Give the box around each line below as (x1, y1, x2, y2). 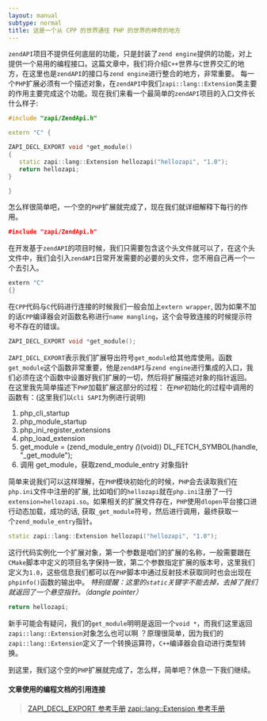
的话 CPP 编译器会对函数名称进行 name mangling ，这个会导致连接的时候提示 (8, 312, 246, 321)
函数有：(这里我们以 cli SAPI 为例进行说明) (8, 392, 147, 401)
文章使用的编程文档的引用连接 (8, 685, 105, 694)
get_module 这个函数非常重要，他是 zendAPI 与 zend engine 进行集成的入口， (8, 362, 247, 372)
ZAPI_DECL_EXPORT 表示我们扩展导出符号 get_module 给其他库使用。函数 (8, 352, 233, 362)
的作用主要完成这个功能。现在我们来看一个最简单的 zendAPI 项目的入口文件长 (8, 89, 256, 98)
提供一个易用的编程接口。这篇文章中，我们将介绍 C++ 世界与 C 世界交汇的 (8, 59, 238, 68)
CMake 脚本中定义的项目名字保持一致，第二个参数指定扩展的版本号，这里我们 (8, 557, 255, 567)
